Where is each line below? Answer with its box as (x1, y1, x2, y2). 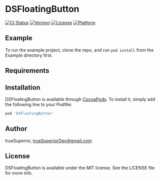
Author (5, 124, 27, 133)
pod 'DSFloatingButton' (5, 111, 54, 116)
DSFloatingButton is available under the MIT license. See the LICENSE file (5, 165, 155, 171)
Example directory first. (5, 52, 53, 58)
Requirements (5, 66, 49, 75)
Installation (5, 83, 40, 91)
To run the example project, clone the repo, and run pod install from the (5, 47, 154, 53)
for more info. (5, 170, 33, 176)
